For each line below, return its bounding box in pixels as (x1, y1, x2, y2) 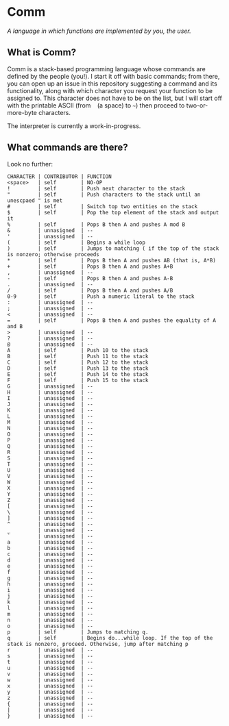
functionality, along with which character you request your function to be (7, 86, 213, 95)
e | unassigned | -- (7, 562, 94, 569)
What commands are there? (7, 142, 128, 153)
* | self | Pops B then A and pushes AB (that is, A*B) (7, 257, 216, 264)
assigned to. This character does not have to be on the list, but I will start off (7, 94, 223, 102)
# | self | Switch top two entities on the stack (7, 203, 197, 210)
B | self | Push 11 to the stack (7, 353, 149, 360)
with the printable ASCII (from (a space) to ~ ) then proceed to (7, 101, 185, 110)
